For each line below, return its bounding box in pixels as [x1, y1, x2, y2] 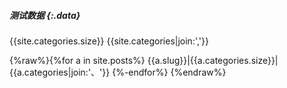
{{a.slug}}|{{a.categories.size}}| [147, 54, 279, 66]
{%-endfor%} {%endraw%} [112, 66, 227, 78]
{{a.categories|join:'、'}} [9, 66, 111, 78]
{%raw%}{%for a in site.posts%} [9, 54, 146, 66]
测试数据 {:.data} [9, 9, 81, 21]
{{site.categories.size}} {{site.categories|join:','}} [9, 35, 209, 47]
